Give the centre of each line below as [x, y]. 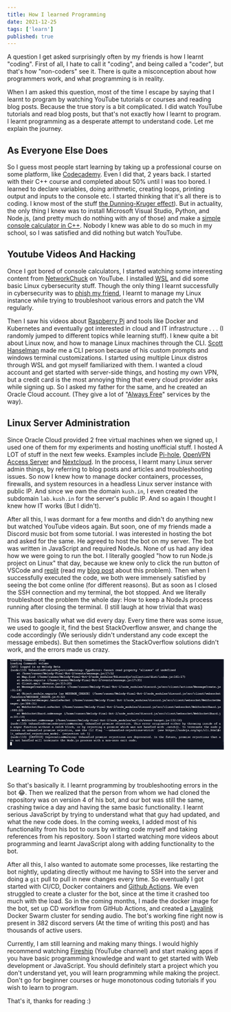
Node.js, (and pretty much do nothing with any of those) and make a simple [114, 218]
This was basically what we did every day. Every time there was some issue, [115, 620]
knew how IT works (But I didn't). [54, 506]
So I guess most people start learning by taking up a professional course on [114, 167]
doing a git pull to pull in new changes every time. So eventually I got [106, 879]
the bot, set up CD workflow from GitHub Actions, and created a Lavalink [110, 909]
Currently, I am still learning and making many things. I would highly [103, 944]
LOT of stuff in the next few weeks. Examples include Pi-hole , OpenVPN [109, 454]
